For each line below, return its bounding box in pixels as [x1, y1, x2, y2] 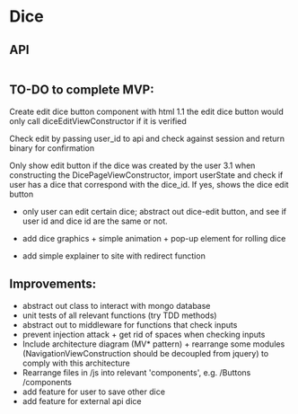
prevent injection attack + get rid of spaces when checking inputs [22, 329, 266, 339]
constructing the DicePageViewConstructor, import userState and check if [9, 169, 284, 181]
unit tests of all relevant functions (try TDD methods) [22, 310, 217, 321]
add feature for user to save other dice [22, 386, 166, 397]
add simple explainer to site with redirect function [22, 250, 206, 261]
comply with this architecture [22, 357, 130, 368]
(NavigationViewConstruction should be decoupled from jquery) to [22, 348, 269, 358]
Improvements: [9, 277, 97, 292]
